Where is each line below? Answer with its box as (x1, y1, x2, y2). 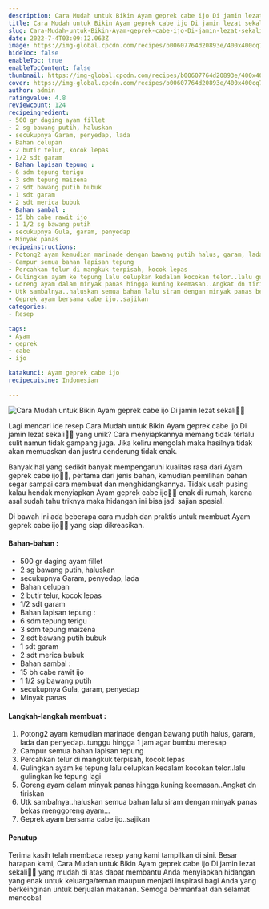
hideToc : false (8, 49, 59, 57)
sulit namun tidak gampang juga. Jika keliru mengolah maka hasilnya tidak (8, 438, 253, 448)
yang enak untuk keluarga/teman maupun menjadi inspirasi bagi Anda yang (8, 876, 257, 886)
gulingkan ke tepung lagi (19, 772, 102, 781)
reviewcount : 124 (8, 101, 66, 109)
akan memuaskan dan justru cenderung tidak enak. (8, 446, 178, 456)
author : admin (8, 86, 56, 95)
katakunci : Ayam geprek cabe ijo (8, 369, 120, 377)
